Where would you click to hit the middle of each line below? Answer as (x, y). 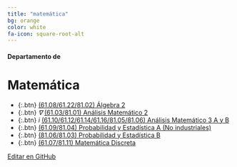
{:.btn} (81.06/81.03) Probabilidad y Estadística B (89, 135)
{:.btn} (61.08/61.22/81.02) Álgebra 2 (71, 104)
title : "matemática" (38, 14)
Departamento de (34, 56)
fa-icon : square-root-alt (46, 34)
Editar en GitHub (32, 156)
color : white (27, 27)
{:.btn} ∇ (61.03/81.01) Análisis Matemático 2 (83, 112)
